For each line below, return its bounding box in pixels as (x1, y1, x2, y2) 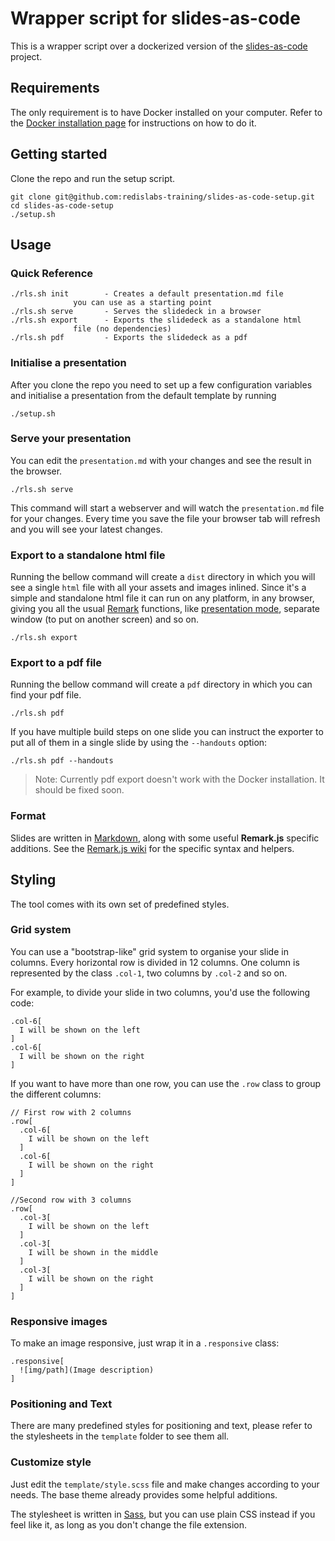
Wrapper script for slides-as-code (10, 7, 301, 30)
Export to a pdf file (10, 656, 102, 670)
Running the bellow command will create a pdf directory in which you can (10, 678, 313, 691)
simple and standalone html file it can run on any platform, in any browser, (10, 592, 315, 604)
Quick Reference (10, 266, 94, 280)
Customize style (10, 1455, 92, 1469)
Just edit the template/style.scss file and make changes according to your (10, 1478, 320, 1490)
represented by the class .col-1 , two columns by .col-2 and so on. (10, 967, 288, 979)
